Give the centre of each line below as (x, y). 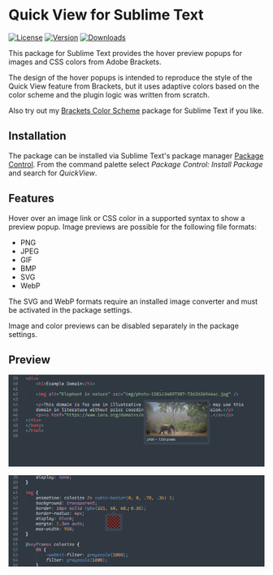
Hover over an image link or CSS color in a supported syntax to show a (127, 218)
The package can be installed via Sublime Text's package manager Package (136, 155)
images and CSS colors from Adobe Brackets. (85, 62)
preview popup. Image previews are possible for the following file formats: (133, 227)
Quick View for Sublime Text (106, 15)
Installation (37, 136)
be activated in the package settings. (70, 309)
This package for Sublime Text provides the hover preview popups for (125, 53)
